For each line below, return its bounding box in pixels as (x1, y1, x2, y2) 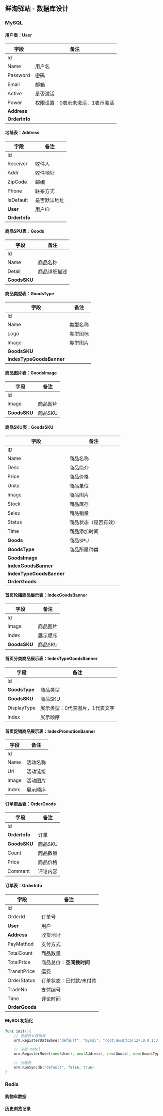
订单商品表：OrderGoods (5, 801, 56, 807)
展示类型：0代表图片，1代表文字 (40, 705, 115, 711)
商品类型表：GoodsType (5, 290, 54, 296)
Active (7, 90, 22, 97)
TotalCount (7, 949, 33, 956)
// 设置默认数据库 (14, 1033, 46, 1038)
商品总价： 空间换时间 (41, 959, 90, 965)
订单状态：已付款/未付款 (41, 977, 97, 984)
